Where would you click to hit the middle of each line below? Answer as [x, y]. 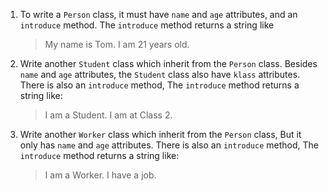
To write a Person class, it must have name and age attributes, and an [158, 14]
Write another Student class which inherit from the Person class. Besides [168, 63]
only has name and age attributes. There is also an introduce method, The [169, 145]
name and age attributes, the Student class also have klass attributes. [160, 74]
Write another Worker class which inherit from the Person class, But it [160, 134]
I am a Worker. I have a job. [100, 175]
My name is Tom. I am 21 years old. [117, 44]
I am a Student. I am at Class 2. [108, 115]
